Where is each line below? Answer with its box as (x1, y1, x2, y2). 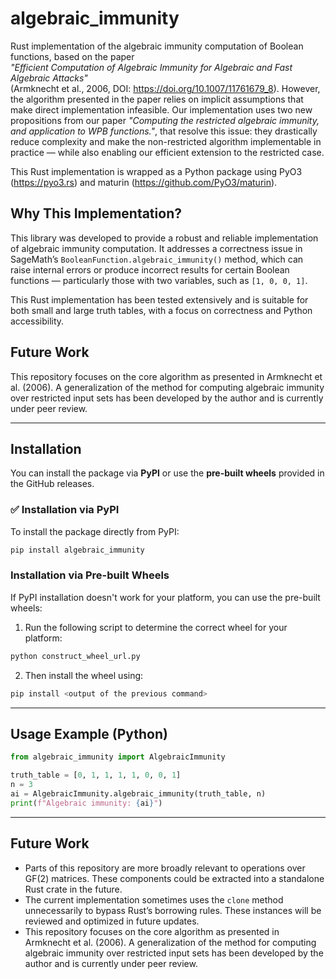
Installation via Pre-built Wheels (10, 568, 170, 582)
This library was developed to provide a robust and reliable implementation (10, 232, 319, 244)
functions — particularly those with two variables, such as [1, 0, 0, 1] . (10, 274, 308, 286)
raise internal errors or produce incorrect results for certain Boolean (10, 263, 290, 276)
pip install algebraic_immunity (10, 545, 145, 555)
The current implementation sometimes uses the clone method (24, 893, 284, 906)
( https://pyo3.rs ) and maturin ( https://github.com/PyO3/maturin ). (10, 176, 278, 188)
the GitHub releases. (10, 478, 95, 490)
